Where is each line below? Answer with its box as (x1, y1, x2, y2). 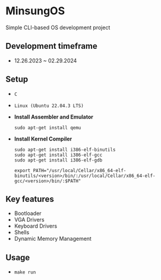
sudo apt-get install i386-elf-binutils (14, 147, 116, 153)
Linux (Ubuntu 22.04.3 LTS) (14, 102, 84, 108)
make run (14, 269, 36, 275)
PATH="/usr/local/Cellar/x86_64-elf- (33, 167, 127, 173)
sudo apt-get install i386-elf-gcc (14, 152, 103, 158)
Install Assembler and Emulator (14, 113, 93, 120)
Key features (5, 194, 54, 204)
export (14, 167, 31, 173)
